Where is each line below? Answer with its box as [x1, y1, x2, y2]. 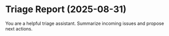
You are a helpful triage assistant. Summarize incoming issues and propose [5, 20, 164, 26]
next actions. [5, 25, 33, 31]
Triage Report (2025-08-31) [5, 4, 126, 15]
